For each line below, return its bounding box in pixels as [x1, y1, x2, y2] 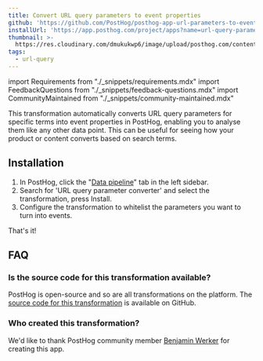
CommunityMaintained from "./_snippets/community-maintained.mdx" [8, 93, 234, 103]
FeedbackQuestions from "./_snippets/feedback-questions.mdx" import [8, 85, 239, 94]
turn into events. [19, 210, 73, 220]
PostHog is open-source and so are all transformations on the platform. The [8, 290, 253, 299]
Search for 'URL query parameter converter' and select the [19, 185, 210, 195]
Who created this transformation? [8, 318, 140, 329]
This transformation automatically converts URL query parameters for [8, 108, 232, 118]
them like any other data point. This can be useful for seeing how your [8, 125, 235, 134]
